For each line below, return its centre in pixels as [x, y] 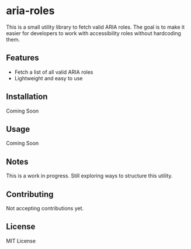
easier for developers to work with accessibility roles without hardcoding [93, 33]
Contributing [30, 194]
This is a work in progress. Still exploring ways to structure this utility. [89, 176]
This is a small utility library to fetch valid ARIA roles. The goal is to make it [95, 27]
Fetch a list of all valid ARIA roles [54, 72]
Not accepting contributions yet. [45, 208]
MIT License [21, 241]
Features [22, 58]
